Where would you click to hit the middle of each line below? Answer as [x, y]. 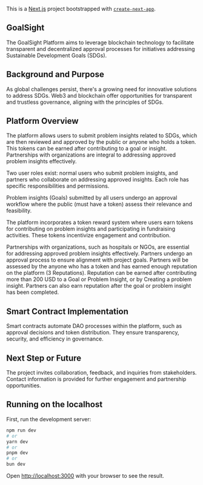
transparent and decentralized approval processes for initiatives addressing [101, 49]
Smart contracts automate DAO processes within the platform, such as [94, 326]
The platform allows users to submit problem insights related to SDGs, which [102, 135]
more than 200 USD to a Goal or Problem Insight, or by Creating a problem [99, 279]
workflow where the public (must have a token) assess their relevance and [99, 204]
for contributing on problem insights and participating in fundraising [91, 229]
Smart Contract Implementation [67, 311]
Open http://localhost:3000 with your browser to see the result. [85, 476]
